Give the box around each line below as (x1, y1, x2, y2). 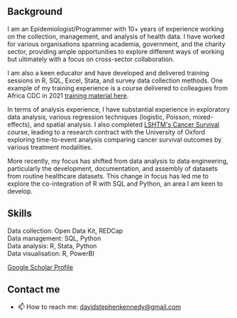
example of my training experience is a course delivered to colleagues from (7, 83, 228, 92)
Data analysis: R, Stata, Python (7, 241, 97, 250)
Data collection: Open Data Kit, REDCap (7, 226, 123, 235)
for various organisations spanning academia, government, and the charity (7, 39, 226, 48)
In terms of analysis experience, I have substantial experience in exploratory (7, 105, 231, 113)
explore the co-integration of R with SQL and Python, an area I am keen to (7, 179, 224, 188)
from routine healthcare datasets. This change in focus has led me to (7, 171, 209, 180)
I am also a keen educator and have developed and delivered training (7, 68, 209, 77)
